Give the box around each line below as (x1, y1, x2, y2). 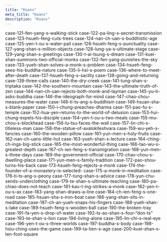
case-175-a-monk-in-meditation (83, 168, 150, 174)
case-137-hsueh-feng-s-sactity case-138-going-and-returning (29, 73, 159, 79)
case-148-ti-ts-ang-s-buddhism (48, 99, 115, 105)
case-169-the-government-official (33, 152, 104, 158)
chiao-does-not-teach (5, 184, 51, 190)
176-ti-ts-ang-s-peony (5, 173, 51, 179)
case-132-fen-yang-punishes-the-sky (79, 57, 158, 63)
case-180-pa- (129, 178, 158, 184)
